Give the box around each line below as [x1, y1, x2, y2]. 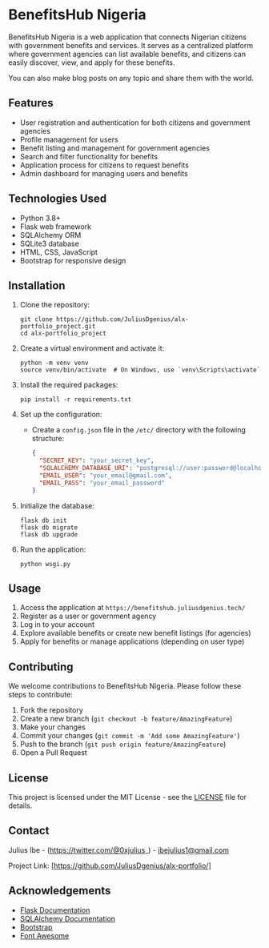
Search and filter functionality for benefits [19, 151, 159, 161]
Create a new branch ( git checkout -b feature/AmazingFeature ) [19, 714, 233, 724]
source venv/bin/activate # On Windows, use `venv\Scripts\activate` [19, 366, 261, 374]
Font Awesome [19, 930, 70, 940]
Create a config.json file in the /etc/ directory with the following [31, 425, 247, 435]
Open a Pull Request [19, 748, 88, 757]
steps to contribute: [8, 690, 74, 700]
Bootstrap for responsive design [19, 255, 126, 265]
